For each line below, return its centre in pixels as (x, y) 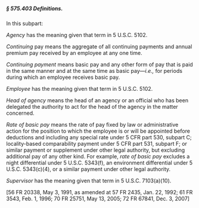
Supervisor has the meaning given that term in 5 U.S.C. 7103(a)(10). (89, 181)
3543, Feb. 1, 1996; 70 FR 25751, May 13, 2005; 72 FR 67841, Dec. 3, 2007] (98, 198)
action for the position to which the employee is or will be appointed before (98, 131)
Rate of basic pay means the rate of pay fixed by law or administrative (92, 124)
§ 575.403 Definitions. (35, 8)
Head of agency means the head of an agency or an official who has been (97, 100)
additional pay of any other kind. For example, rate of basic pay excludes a (98, 156)
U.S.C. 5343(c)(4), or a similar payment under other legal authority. (88, 169)
